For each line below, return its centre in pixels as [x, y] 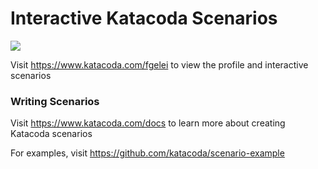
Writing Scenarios [55, 101]
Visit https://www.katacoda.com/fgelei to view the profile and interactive [159, 64]
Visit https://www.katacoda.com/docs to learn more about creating [148, 123]
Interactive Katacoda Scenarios [144, 18]
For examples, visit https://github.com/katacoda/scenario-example [147, 153]
